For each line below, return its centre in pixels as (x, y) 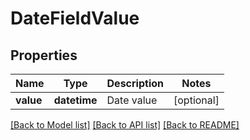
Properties (44, 55)
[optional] (196, 100)
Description (135, 83)
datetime (75, 100)
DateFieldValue (75, 18)
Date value (132, 100)
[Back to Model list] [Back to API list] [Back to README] (125, 125)
